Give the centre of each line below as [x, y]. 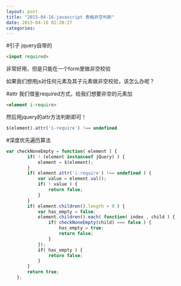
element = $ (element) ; [65, 162]
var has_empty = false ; [67, 212]
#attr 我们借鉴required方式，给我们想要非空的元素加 [69, 94]
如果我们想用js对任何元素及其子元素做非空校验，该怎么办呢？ [80, 81]
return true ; [43, 272]
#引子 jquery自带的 [29, 45]
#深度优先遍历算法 [29, 140]
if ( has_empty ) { [60, 250]
